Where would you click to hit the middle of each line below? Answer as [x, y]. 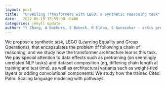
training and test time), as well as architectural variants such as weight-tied [82, 68]
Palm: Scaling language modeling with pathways [54, 79]
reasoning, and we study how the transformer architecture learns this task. [81, 53]
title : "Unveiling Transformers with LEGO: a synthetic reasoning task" [83, 14]
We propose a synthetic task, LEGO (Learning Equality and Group [72, 42]
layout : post [19, 10]
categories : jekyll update [33, 23]
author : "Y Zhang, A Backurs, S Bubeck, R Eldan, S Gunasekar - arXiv [79, 28]
